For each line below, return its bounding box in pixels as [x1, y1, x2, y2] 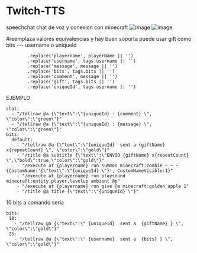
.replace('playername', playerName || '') [27, 53, 134, 59]
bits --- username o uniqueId [6, 41, 77, 48]
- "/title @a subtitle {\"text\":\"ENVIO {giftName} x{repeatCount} [17, 152, 189, 158]
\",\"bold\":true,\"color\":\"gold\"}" [6, 157, 105, 163]
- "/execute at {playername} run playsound [17, 173, 126, 179]
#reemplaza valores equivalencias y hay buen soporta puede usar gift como [6, 35, 192, 42]
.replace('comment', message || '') [27, 73, 118, 79]
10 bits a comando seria [6, 199, 64, 206]
